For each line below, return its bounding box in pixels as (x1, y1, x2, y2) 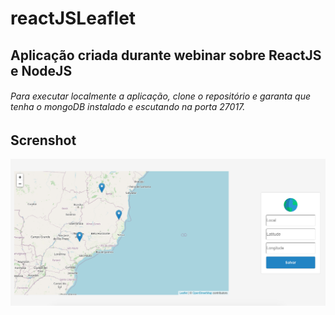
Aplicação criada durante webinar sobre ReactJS (10, 47, 322, 64)
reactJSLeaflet (10, 7, 137, 30)
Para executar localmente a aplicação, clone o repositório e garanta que (10, 90, 312, 102)
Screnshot (10, 132, 77, 149)
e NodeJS (10, 62, 73, 79)
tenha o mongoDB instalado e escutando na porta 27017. (10, 101, 246, 113)
